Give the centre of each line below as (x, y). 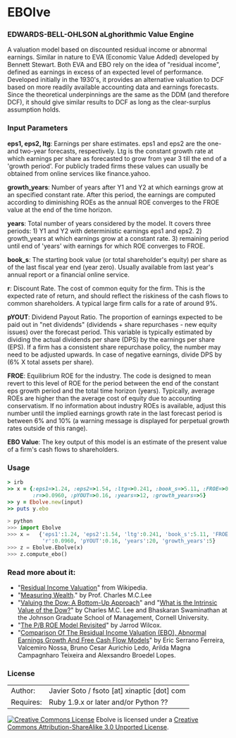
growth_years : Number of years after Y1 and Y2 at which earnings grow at (116, 187)
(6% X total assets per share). (50, 362)
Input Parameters (38, 128)
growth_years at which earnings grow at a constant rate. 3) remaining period (118, 238)
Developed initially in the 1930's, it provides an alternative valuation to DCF (116, 80)
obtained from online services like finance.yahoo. (79, 173)
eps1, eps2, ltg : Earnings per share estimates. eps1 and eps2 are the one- (114, 143)
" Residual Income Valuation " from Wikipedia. (82, 588)
